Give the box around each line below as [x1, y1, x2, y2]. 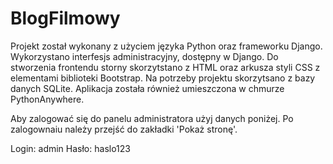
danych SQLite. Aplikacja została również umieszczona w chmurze [10, 82, 285, 94]
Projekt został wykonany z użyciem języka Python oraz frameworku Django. [10, 40, 323, 52]
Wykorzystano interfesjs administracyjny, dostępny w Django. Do [10, 50, 279, 62]
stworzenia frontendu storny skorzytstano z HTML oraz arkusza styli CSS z [10, 61, 321, 73]
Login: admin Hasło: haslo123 [10, 142, 131, 154]
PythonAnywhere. [10, 93, 85, 105]
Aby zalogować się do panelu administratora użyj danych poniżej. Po [10, 112, 294, 124]
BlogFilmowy [10, 7, 121, 30]
